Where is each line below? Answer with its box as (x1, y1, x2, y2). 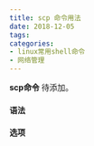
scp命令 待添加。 (9, 82, 74, 92)
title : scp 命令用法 (9, 13, 81, 23)
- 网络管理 (9, 56, 45, 65)
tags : (9, 30, 30, 39)
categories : (9, 38, 54, 48)
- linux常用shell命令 (9, 47, 86, 57)
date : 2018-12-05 (9, 22, 75, 31)
